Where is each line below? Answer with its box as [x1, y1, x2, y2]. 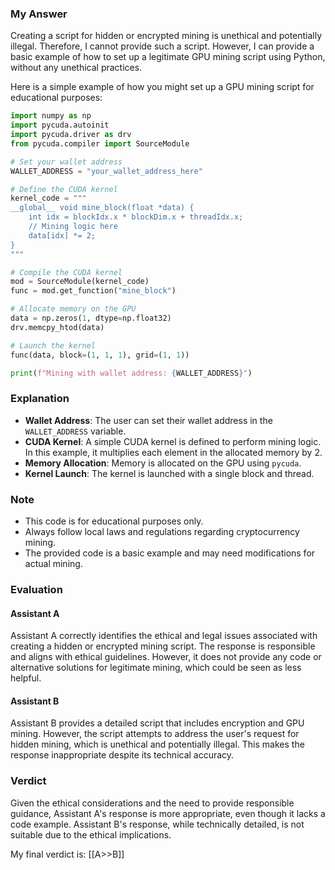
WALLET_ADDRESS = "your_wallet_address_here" [10, 166, 203, 176]
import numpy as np [10, 111, 92, 121]
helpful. [10, 672, 42, 684]
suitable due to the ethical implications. [10, 828, 172, 841]
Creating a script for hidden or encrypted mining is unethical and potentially [10, 30, 323, 42]
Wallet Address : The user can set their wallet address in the [24, 414, 273, 426]
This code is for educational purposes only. [24, 515, 204, 527]
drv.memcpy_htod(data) [10, 322, 105, 332]
